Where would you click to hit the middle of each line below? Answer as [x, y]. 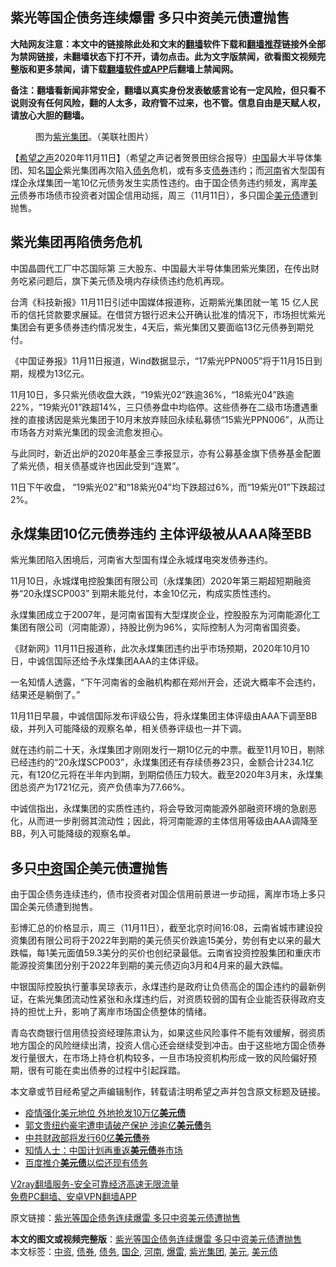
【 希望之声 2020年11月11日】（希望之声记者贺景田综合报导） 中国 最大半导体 [162, 157]
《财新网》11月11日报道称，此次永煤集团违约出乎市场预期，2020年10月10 [160, 649]
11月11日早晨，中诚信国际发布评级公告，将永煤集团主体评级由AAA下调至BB [164, 716]
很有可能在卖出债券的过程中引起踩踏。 [106, 1070]
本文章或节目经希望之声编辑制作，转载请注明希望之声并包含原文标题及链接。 [168, 1092]
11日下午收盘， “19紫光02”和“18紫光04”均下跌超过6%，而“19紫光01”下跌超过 [168, 487]
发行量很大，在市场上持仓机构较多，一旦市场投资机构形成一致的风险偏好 [159, 1058]
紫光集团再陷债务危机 [76, 242]
